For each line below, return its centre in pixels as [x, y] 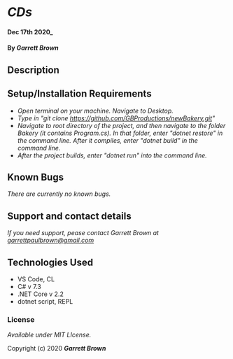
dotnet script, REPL [45, 302]
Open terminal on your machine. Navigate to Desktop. [95, 111]
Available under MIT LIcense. [49, 335]
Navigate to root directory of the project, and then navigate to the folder [121, 125]
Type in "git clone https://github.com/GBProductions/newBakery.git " [116, 118]
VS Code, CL [36, 279]
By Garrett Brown [33, 48]
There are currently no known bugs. [59, 194]
